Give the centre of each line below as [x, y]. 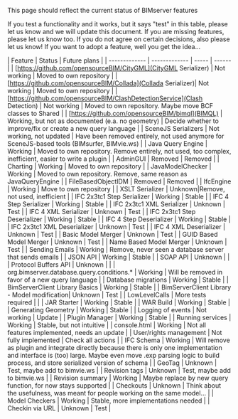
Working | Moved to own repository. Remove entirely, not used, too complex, [119, 151]
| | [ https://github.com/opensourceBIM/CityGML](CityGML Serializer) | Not [117, 68]
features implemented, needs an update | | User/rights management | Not [115, 333]
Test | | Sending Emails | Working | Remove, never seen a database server [116, 249]
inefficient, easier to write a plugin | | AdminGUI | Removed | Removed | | [114, 159]
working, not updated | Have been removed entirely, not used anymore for [116, 136]
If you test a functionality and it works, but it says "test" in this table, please [118, 24]
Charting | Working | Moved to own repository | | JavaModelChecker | [109, 166]
